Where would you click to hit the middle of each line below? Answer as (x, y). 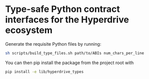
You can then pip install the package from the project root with (69, 63)
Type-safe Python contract (62, 9)
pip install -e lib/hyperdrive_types (44, 72)
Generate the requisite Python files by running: (53, 44)
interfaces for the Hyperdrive (67, 20)
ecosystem (29, 30)
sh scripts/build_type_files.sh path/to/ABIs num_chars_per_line (74, 53)
